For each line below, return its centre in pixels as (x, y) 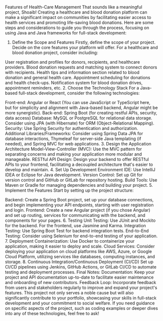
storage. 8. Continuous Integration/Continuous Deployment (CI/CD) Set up (79, 262)
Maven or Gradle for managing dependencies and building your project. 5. (79, 185)
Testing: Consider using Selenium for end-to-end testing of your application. (81, 236)
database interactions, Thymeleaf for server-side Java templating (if (73, 139)
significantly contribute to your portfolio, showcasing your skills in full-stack (81, 298)
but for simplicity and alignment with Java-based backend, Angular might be (81, 107)
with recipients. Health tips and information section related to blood (72, 72)
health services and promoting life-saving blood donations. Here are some (79, 22)
